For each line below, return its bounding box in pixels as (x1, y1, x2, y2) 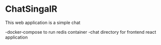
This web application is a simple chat (5, 20, 81, 25)
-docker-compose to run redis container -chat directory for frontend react (5, 29, 157, 35)
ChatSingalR (5, 3, 57, 15)
